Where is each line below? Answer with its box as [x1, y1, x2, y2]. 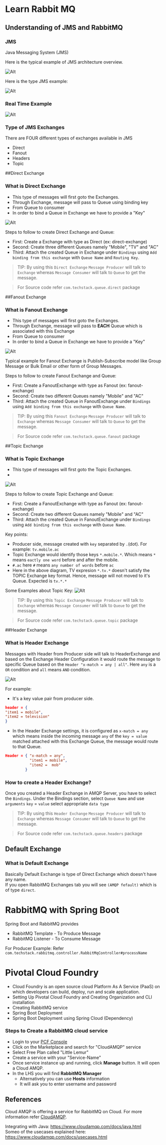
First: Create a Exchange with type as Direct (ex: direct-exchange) [12, 238, 148, 244]
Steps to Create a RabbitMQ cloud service [5, 1027, 108, 1034]
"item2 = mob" [29, 762, 61, 768]
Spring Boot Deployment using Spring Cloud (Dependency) [12, 1015, 133, 1021]
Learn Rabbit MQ [5, 3, 76, 15]
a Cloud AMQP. [12, 1065, 44, 1071]
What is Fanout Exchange [5, 306, 68, 313]
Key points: [5, 531, 28, 537]
